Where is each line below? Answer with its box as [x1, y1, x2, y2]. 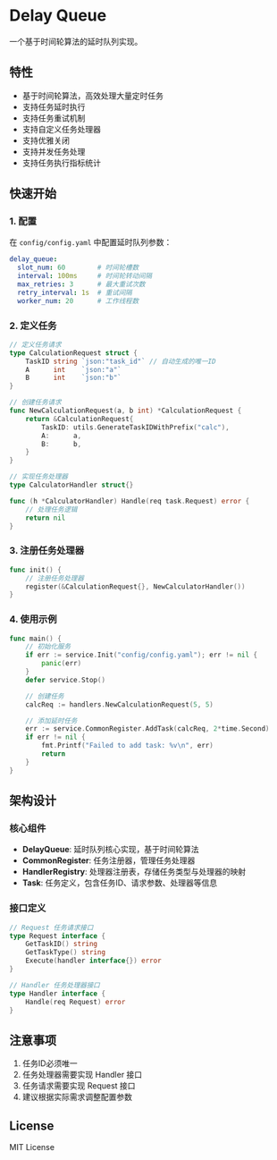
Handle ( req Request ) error [25, 997, 126, 1006]
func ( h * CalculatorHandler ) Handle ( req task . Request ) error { [9, 496, 250, 505]
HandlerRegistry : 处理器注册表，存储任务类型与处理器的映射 [21, 867, 247, 877]
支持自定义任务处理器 [21, 123, 101, 134]
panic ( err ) [41, 659, 82, 668]
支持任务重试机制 [21, 113, 86, 123]
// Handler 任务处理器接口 [9, 980, 100, 989]
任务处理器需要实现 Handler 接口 [21, 1070, 143, 1080]
